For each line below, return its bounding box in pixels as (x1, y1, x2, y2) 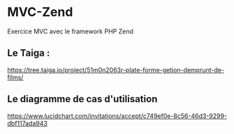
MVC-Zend (7, 4, 73, 20)
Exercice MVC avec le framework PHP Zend (7, 27, 134, 35)
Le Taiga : (7, 47, 50, 59)
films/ (7, 73, 24, 81)
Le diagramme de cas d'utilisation (7, 93, 158, 105)
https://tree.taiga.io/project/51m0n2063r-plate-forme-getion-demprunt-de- (7, 65, 225, 74)
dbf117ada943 (7, 119, 47, 127)
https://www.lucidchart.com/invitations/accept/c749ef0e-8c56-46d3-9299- (7, 112, 228, 120)
